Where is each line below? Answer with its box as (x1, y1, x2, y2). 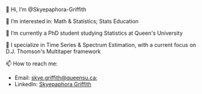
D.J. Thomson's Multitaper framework (5, 48, 101, 55)
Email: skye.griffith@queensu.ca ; (14, 74, 98, 81)
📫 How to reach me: (5, 60, 58, 67)
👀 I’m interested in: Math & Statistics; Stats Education (5, 18, 139, 24)
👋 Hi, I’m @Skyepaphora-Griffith (5, 6, 87, 13)
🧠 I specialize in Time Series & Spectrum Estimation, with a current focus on (5, 42, 197, 48)
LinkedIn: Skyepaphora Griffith (14, 81, 92, 88)
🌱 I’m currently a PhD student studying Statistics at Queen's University (5, 29, 183, 37)
